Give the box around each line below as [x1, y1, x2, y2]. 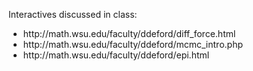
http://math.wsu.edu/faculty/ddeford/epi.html [22, 49, 210, 61]
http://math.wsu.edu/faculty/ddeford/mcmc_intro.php [22, 39, 243, 50]
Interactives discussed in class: [8, 9, 138, 20]
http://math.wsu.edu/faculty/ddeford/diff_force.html [22, 28, 236, 39]
